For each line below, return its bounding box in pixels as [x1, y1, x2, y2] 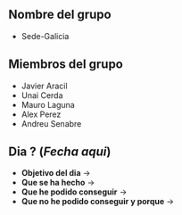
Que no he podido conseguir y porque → [21, 196, 175, 207]
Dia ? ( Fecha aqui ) [8, 145, 112, 160]
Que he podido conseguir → [21, 186, 128, 197]
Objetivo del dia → [21, 168, 91, 178]
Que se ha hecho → [21, 178, 95, 188]
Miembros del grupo [8, 57, 124, 72]
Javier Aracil [21, 80, 68, 91]
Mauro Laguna [21, 99, 75, 110]
